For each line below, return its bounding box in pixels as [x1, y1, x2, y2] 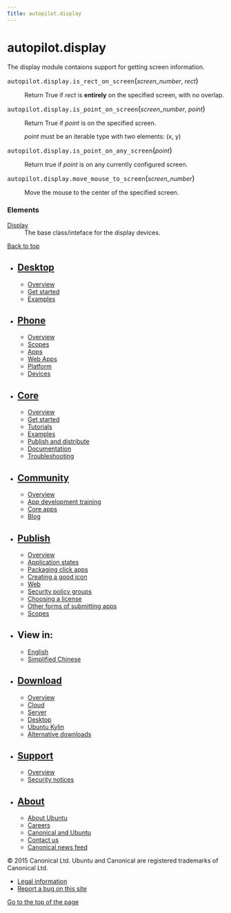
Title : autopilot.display [7, 10, 81, 17]
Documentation [27, 444, 72, 453]
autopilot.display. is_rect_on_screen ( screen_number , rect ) [7, 76, 199, 86]
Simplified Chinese [27, 655, 81, 663]
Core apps [27, 505, 57, 513]
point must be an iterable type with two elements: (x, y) [24, 132, 181, 140]
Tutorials [27, 422, 53, 431]
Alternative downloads [27, 729, 92, 738]
